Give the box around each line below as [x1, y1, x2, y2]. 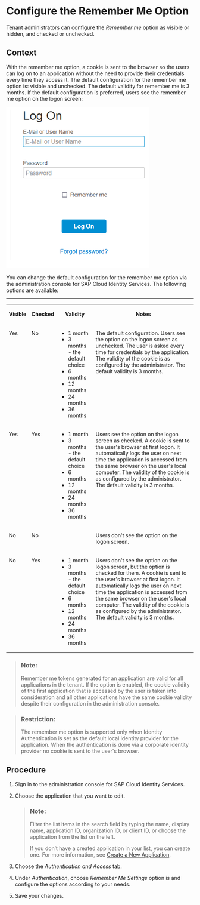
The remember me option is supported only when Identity [20, 728, 162, 735]
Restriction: [20, 715, 56, 723]
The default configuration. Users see [95, 330, 186, 337]
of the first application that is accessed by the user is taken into [20, 688, 177, 695]
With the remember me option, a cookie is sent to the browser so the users [6, 63, 190, 70]
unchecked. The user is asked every [95, 342, 185, 349]
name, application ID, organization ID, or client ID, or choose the [29, 827, 186, 834]
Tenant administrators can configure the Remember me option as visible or [6, 24, 189, 31]
